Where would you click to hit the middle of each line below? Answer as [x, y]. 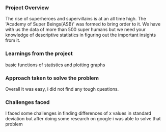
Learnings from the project [39, 54]
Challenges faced [27, 102]
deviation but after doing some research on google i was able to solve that [83, 119]
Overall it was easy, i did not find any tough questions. [62, 89]
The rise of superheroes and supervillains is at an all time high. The [76, 19]
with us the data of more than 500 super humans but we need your [76, 30]
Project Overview [27, 8]
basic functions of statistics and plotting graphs [55, 65]
